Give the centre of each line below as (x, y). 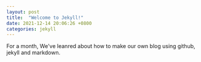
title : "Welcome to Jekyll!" (45, 18)
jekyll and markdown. (33, 53)
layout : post (23, 12)
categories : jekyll (31, 29)
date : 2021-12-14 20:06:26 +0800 (49, 23)
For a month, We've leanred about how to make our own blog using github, (101, 46)
